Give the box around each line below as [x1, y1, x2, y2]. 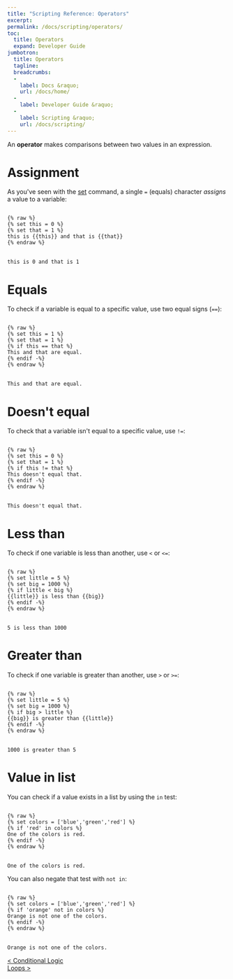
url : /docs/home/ [20, 88, 70, 95]
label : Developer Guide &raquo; [20, 101, 114, 108]
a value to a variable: [7, 195, 68, 204]
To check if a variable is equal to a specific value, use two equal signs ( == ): [7, 305, 222, 314]
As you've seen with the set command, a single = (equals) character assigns [7, 188, 227, 196]
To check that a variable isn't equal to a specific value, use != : [7, 427, 186, 435]
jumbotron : [7, 50, 39, 57]
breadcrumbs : [13, 69, 52, 76]
